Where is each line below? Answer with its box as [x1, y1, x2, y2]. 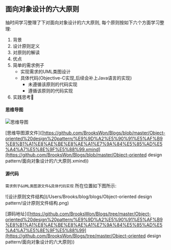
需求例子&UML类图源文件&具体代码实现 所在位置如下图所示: [5, 183, 117, 189]
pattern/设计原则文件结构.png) [5, 200, 69, 206]
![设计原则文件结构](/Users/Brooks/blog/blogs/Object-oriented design [5, 193, 152, 200]
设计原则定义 [12, 43, 40, 49]
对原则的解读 [12, 49, 40, 55]
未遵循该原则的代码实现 [28, 81, 78, 87]
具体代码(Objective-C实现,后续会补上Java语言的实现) [20, 74, 132, 81]
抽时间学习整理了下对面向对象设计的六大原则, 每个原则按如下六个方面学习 [5, 19, 160, 26]
